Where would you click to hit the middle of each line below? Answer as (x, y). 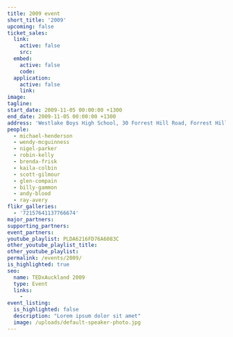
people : (18, 129)
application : (32, 78)
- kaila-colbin (35, 168)
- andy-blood (32, 194)
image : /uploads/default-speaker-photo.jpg (77, 322)
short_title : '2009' (37, 20)
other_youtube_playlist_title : (52, 245)
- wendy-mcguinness (42, 143)
